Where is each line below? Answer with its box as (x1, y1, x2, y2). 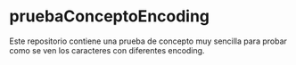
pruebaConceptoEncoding (9, 6, 210, 27)
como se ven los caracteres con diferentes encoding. (9, 45, 205, 55)
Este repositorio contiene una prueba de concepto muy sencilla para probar (9, 36, 288, 46)
